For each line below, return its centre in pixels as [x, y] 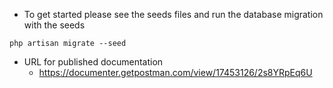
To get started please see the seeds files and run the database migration [173, 14]
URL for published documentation [93, 62]
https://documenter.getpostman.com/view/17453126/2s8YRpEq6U [175, 72]
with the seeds [54, 25]
